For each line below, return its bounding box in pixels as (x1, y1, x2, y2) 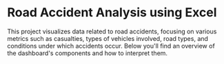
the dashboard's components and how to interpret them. (7, 49, 167, 57)
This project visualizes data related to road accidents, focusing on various (7, 27, 217, 35)
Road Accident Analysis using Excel (7, 5, 217, 20)
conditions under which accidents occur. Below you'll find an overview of (7, 42, 215, 50)
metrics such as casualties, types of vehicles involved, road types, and (7, 34, 209, 42)
